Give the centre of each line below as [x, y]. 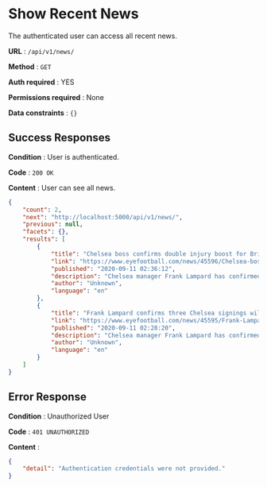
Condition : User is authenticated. [64, 157]
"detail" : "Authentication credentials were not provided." [124, 469]
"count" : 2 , [42, 210]
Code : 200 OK [31, 172]
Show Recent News [74, 14]
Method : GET [30, 66]
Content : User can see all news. [62, 187]
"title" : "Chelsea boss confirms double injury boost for [149, 254]
